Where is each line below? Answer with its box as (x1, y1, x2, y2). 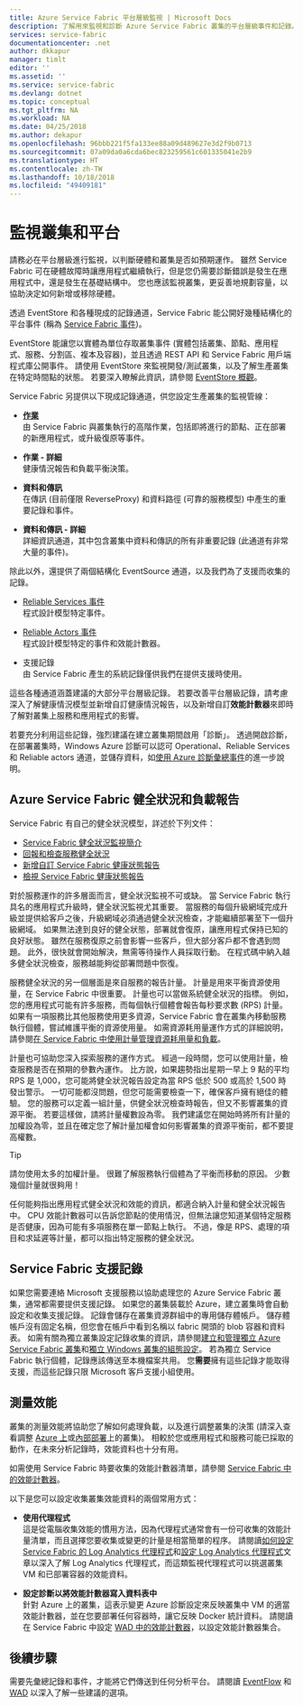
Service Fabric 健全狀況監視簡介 (22, 837, 142, 848)
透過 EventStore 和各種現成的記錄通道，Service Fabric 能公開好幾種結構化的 (9, 308, 292, 319)
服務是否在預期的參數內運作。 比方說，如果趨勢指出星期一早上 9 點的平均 (16, 1063, 290, 1074)
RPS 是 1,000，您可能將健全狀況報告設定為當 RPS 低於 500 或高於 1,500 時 (9, 1075, 287, 1086)
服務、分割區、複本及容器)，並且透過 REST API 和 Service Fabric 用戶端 (24, 349, 291, 360)
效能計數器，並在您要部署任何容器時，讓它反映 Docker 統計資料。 (22, 1610, 268, 1621)
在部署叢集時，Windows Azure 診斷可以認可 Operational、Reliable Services (9, 741, 290, 752)
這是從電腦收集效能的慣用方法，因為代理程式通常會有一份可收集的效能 (22, 1523, 284, 1534)
